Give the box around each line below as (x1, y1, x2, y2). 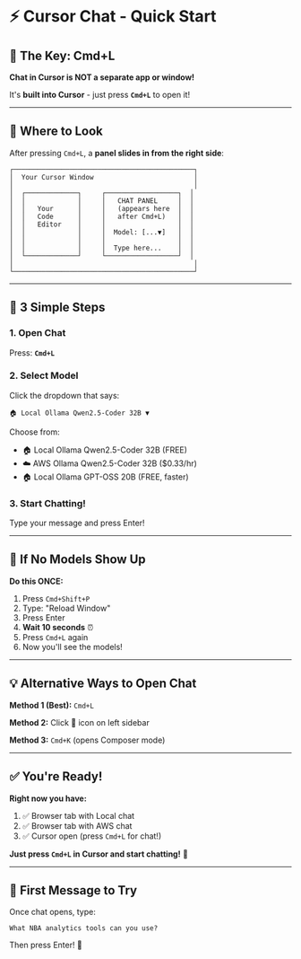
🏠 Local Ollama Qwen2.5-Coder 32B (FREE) (21, 444, 188, 455)
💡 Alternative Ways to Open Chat (9, 676, 197, 691)
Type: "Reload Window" (21, 603, 111, 613)
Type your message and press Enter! (9, 517, 145, 529)
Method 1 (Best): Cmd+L (9, 699, 94, 710)
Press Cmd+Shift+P (21, 593, 90, 603)
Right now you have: (9, 793, 87, 804)
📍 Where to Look (9, 124, 103, 139)
